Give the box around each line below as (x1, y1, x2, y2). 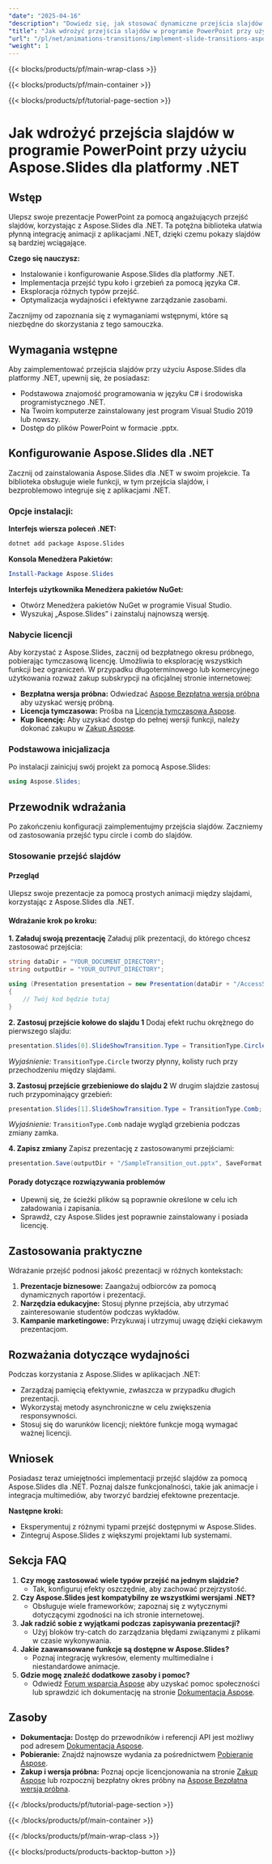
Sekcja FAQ (8, 1554, 67, 1568)
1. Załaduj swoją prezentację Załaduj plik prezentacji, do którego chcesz (8, 933, 251, 944)
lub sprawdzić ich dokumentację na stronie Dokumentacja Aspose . (32, 1687, 255, 1697)
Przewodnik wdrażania (8, 800, 127, 814)
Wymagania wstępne (8, 343, 118, 356)
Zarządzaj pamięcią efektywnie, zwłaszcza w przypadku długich (19, 1385, 236, 1395)
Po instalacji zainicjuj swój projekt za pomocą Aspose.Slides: (8, 762, 211, 772)
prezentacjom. (19, 1324, 69, 1334)
